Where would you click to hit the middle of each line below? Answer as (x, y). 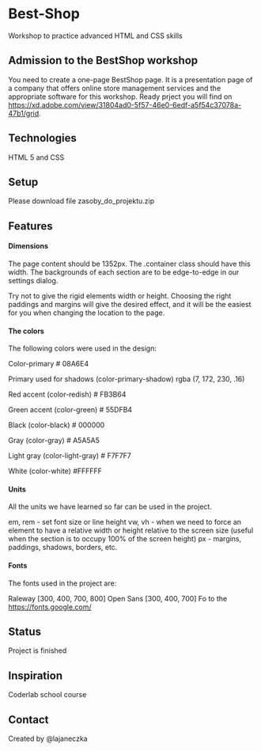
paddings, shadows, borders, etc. (63, 548)
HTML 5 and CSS (36, 157)
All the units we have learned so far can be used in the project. (110, 506)
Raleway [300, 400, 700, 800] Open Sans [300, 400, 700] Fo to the (118, 598)
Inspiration (36, 675)
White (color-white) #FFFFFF (55, 471)
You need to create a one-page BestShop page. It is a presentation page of (130, 79)
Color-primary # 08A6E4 (49, 364)
